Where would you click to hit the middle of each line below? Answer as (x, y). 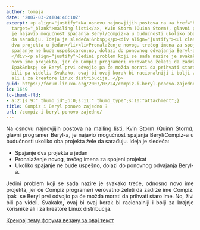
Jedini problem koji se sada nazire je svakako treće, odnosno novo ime (100, 183)
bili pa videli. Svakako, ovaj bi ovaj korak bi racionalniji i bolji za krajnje (100, 203)
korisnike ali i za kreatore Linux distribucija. (59, 209)
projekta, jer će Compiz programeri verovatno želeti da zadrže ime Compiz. (100, 190)
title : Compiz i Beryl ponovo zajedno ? (57, 106)
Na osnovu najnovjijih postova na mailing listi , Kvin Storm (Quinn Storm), (100, 128)
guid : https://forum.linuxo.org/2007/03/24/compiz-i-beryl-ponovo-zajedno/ (102, 84)
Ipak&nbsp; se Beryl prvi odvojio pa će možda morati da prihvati (96, 67)
